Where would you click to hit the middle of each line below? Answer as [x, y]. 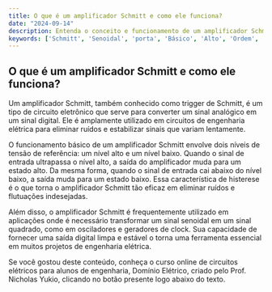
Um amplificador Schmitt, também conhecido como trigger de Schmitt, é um [136, 104]
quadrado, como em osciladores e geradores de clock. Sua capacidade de [133, 229]
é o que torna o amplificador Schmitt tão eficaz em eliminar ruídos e [122, 188]
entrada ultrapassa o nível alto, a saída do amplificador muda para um [125, 162]
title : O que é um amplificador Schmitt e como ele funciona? [115, 16]
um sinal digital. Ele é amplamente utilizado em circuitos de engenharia [127, 121]
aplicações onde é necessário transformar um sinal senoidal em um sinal [130, 221]
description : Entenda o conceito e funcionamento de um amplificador [128, 31]
